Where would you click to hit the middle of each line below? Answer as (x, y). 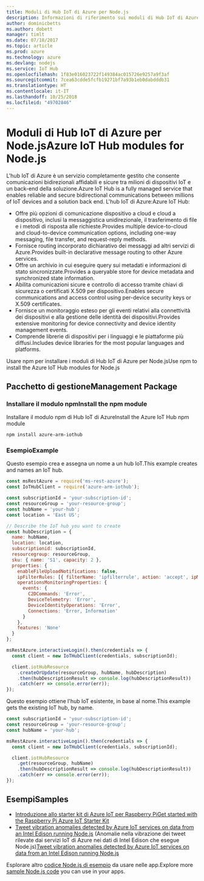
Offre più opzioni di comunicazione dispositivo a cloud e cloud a (95, 213)
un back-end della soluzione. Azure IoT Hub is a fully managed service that (100, 188)
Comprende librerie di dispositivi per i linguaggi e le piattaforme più (99, 336)
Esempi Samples (37, 800)
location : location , (38, 543)
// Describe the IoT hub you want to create (63, 526)
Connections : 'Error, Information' (73, 611)
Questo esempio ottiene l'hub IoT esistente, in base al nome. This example (98, 701)
